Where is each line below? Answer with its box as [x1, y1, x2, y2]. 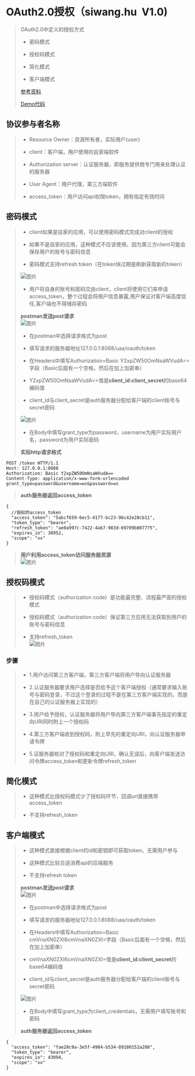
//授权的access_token [11, 510, 61, 515]
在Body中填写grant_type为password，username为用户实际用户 [29, 428, 182, 436]
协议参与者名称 [6, 119, 60, 129]
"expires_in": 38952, [11, 530, 64, 536]
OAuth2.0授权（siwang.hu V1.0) [6, 5, 168, 19]
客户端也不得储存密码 [36, 300, 88, 307]
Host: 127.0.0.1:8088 [6, 465, 59, 471]
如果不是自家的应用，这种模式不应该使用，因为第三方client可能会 [29, 240, 186, 247]
